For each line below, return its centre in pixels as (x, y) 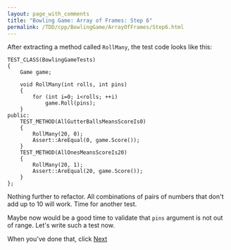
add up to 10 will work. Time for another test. (72, 204)
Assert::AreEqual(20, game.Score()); (88, 171)
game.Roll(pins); (70, 103)
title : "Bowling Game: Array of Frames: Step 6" (80, 20)
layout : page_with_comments (49, 14)
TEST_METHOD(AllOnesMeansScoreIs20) (74, 153)
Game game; (36, 72)
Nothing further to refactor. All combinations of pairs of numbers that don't (115, 197)
